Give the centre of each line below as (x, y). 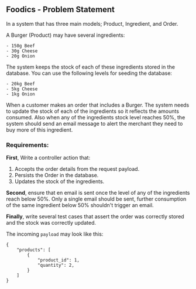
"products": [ (34, 250)
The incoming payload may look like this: (55, 234)
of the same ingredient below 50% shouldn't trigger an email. (80, 205)
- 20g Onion (20, 56)
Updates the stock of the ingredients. (59, 181)
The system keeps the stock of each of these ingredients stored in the (91, 67)
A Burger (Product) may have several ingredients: (66, 35)
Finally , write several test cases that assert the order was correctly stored (95, 216)
